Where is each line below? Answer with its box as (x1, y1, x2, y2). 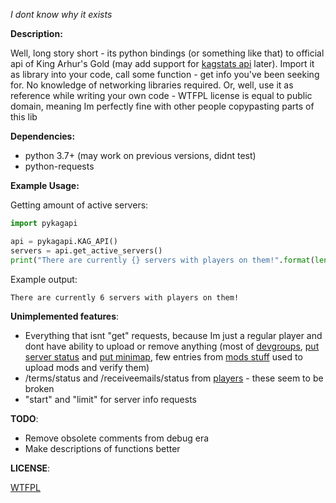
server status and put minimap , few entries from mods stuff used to (24, 350, 303, 363)
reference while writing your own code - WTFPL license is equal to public (10, 90, 313, 101)
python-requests (24, 160, 95, 172)
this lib (10, 111, 38, 123)
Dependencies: (10, 130, 76, 142)
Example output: (10, 273, 78, 285)
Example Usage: (10, 180, 80, 191)
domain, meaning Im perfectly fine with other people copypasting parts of (10, 100, 315, 112)
